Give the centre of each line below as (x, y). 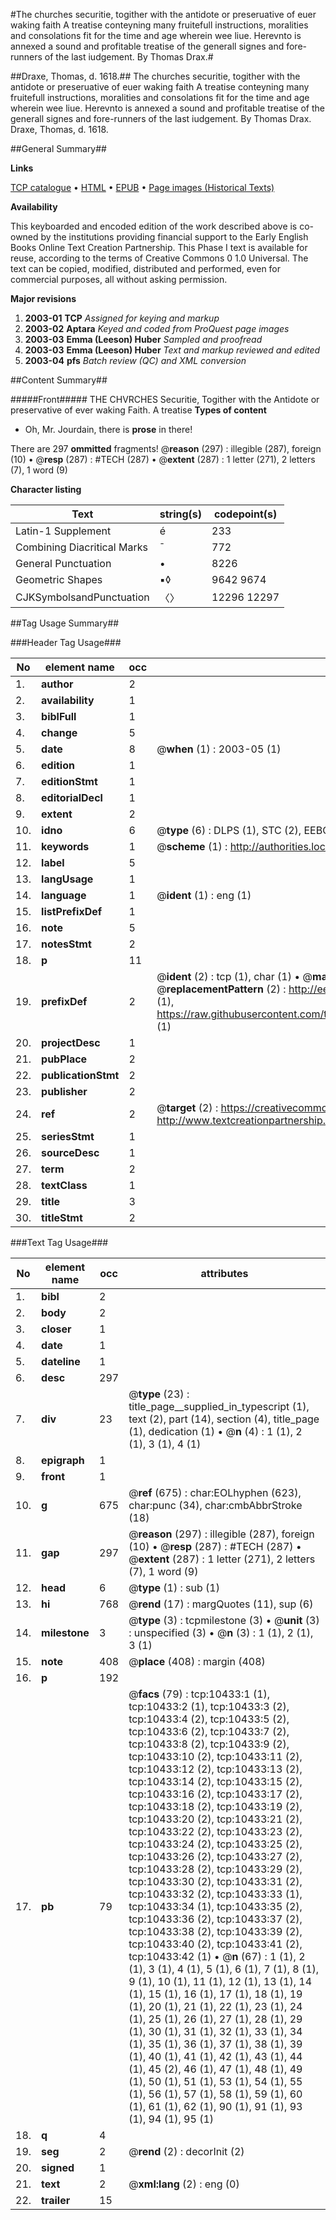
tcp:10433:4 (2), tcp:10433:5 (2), (209, 1719)
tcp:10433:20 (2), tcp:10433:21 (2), (215, 1819)
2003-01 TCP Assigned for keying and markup (122, 318)
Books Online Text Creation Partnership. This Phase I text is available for (159, 247)
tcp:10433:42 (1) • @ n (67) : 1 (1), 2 (217, 1956)
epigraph (63, 1460)
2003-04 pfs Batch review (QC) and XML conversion (135, 360)
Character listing (46, 489)
